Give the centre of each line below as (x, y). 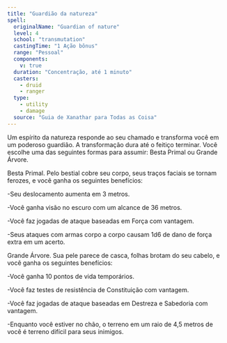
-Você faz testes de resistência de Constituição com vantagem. (98, 289)
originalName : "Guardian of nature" (66, 26)
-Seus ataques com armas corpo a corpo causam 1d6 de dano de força (110, 234)
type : (22, 98)
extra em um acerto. (36, 242)
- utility (34, 105)
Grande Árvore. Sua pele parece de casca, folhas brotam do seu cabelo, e (114, 255)
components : (31, 59)
